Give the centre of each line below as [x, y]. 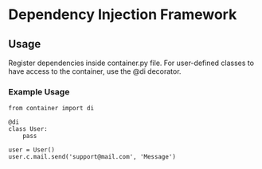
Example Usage [39, 91]
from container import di [51, 109]
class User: [28, 129]
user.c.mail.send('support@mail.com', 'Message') [92, 157]
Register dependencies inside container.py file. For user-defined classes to [131, 63]
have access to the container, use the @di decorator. [95, 71]
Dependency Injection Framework [123, 15]
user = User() [32, 150]
